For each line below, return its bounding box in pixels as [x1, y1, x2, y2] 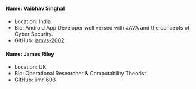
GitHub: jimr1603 [14, 76, 56, 83]
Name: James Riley [5, 50, 54, 58]
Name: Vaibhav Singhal [5, 5, 65, 12]
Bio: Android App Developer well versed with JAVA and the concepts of [14, 24, 190, 31]
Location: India [14, 18, 51, 25]
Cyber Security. [14, 30, 53, 38]
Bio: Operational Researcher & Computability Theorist [14, 70, 146, 77]
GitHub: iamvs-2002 [14, 37, 65, 44]
